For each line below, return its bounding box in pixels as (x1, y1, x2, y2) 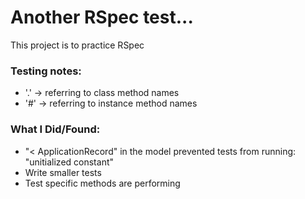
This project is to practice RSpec (10, 39, 145, 51)
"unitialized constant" (24, 156, 115, 168)
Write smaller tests (24, 166, 102, 178)
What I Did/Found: (10, 122, 101, 136)
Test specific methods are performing (24, 177, 181, 189)
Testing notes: (10, 64, 82, 78)
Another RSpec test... (10, 6, 194, 29)
